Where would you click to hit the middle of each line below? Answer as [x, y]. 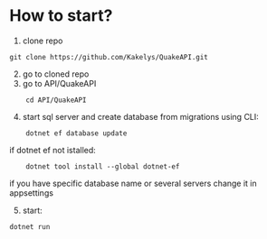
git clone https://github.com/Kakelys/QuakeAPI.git [109, 57]
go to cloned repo [56, 74]
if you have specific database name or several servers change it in [133, 183]
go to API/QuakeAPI [59, 83]
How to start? [61, 16]
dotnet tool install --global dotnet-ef [103, 166]
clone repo [43, 41]
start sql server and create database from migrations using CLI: [141, 116]
